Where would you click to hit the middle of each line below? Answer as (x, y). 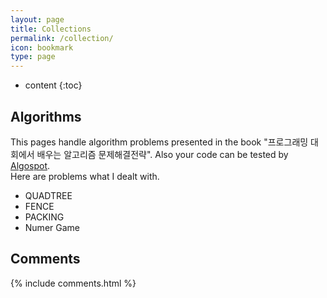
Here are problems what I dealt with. (85, 176)
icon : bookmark (42, 47)
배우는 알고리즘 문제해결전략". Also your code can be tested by (162, 154)
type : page (33, 57)
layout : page (37, 19)
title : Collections (51, 29)
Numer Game (52, 227)
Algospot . (30, 165)
